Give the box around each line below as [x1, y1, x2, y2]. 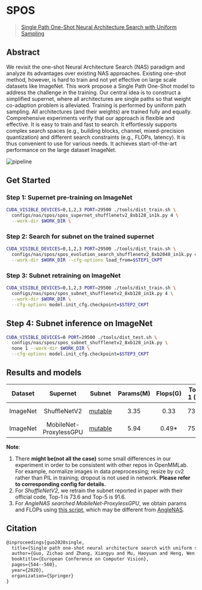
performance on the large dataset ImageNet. [6, 146, 117, 153]
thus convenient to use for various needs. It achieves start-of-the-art [6, 139, 177, 147]
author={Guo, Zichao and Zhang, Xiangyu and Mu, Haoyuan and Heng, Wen [11, 550, 195, 556]
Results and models [6, 368, 82, 378]
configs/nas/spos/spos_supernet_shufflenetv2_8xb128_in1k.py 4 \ [11, 213, 179, 219]
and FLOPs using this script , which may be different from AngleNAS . [14, 506, 185, 513]
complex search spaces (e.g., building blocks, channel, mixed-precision [6, 127, 185, 134]
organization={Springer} [11, 573, 74, 579]
